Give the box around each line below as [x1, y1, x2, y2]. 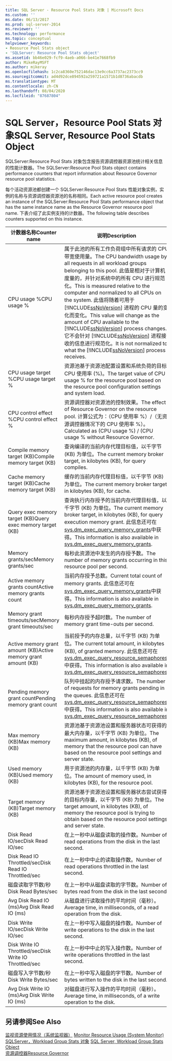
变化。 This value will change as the [74, 312, 160, 319]
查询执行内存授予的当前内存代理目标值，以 [64, 497, 167, 504]
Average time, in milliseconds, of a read [64, 904, 159, 911]
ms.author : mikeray [5, 64, 47, 70]
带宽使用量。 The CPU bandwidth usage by [64, 253, 167, 260]
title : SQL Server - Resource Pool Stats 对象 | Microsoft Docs [5, 7, 144, 13]
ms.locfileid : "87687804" [5, 93, 60, 98]
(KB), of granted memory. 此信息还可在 [64, 648, 158, 655]
